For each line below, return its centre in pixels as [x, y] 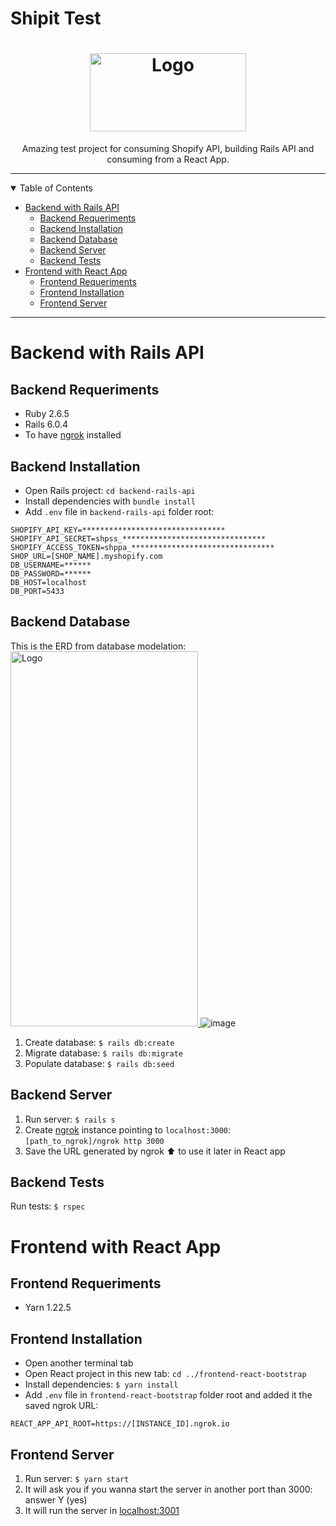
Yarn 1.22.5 [48, 1308]
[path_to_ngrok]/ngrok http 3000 [94, 1141]
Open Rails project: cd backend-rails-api [110, 490]
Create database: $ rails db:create [99, 1042]
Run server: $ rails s [70, 1119]
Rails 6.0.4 [46, 424]
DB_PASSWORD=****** [51, 573]
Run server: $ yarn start [77, 1478]
